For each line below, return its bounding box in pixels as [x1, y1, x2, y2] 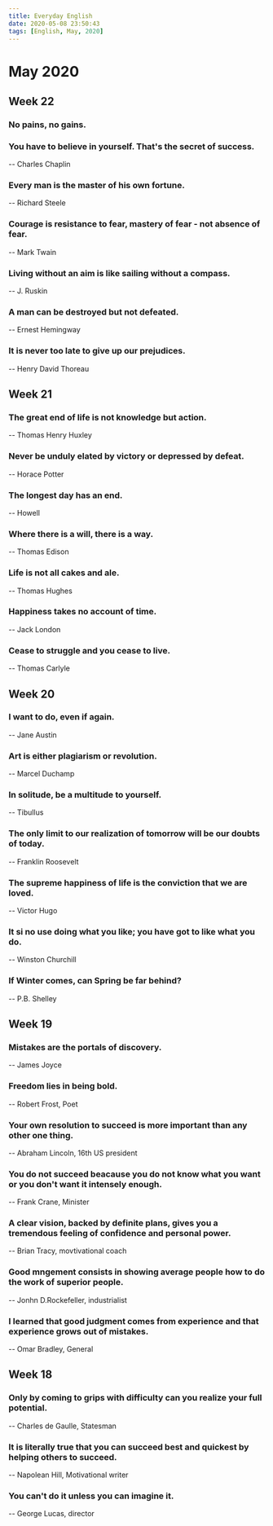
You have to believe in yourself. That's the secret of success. [8, 140, 255, 152]
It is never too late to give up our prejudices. [8, 345, 186, 357]
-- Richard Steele [8, 198, 67, 208]
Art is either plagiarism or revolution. [8, 750, 157, 762]
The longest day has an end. [8, 490, 123, 501]
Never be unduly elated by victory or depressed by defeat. [8, 451, 244, 462]
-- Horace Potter [8, 469, 64, 479]
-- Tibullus [8, 807, 44, 817]
